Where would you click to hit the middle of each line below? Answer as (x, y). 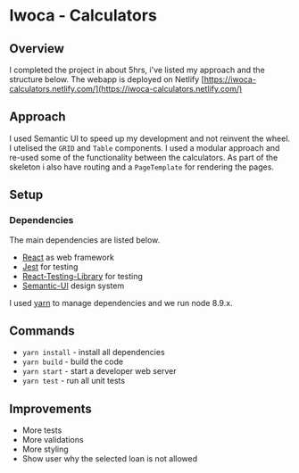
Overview (37, 49)
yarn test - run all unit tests (74, 381)
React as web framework (68, 257)
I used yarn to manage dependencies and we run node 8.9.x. (121, 303)
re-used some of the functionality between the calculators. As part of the (144, 157)
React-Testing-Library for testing (82, 276)
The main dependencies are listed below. (85, 240)
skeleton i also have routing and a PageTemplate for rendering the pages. (142, 167)
